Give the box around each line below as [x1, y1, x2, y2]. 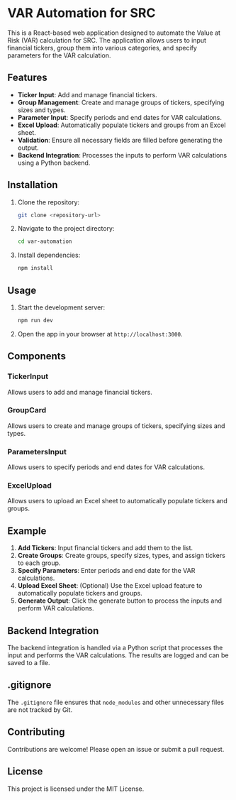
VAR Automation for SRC [7, 5, 156, 21]
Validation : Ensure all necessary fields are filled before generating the [17, 136, 223, 144]
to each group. [17, 559, 61, 567]
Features [7, 72, 47, 84]
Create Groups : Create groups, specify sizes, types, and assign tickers [17, 552, 225, 560]
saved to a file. [7, 659, 51, 667]
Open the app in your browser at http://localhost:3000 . [17, 329, 183, 338]
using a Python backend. [17, 158, 91, 167]
